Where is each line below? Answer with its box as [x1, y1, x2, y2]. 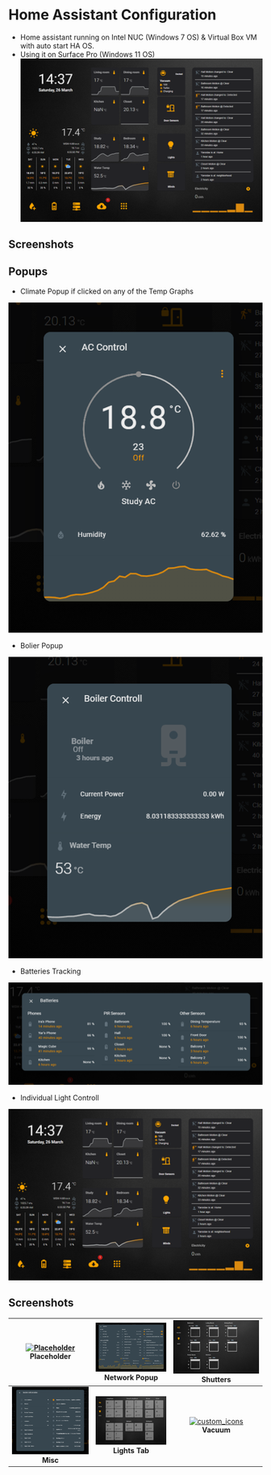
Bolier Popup [19, 641, 64, 651]
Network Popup [104, 1373, 159, 1382]
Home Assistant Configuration [8, 6, 217, 24]
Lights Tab [112, 1446, 149, 1456]
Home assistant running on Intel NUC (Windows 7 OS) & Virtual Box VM [19, 32, 257, 42]
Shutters [201, 1375, 231, 1385]
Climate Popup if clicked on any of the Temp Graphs [19, 286, 194, 296]
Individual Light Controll [19, 1093, 99, 1102]
